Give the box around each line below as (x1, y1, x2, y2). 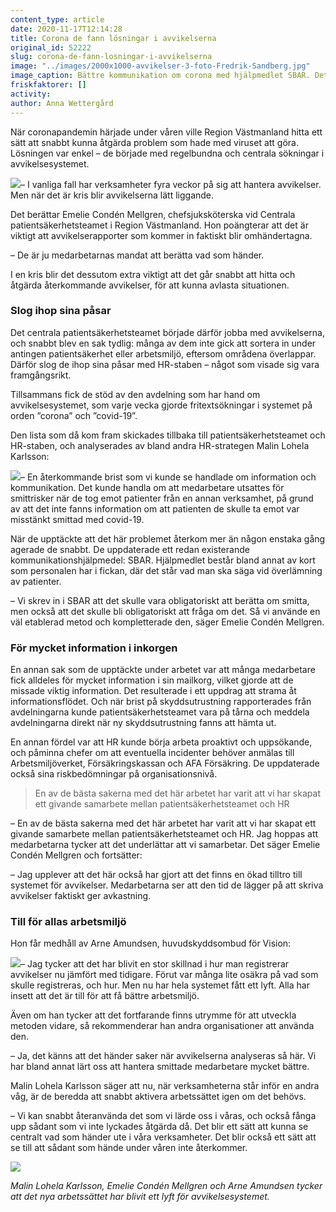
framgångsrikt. (10, 369, 72, 381)
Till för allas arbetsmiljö (10, 915, 127, 929)
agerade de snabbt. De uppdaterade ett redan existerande (10, 543, 250, 555)
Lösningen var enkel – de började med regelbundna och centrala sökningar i (10, 147, 325, 159)
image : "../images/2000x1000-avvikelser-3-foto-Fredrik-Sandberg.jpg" (10, 61, 311, 71)
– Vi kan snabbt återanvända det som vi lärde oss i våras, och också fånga (10, 1110, 317, 1122)
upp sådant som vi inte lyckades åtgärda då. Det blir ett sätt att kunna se (10, 1121, 309, 1133)
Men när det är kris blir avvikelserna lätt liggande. (10, 189, 215, 201)
